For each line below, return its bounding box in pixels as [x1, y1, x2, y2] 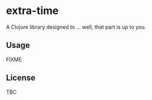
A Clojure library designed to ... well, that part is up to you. [6, 23, 146, 30]
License [6, 73, 36, 83]
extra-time [6, 4, 59, 18]
